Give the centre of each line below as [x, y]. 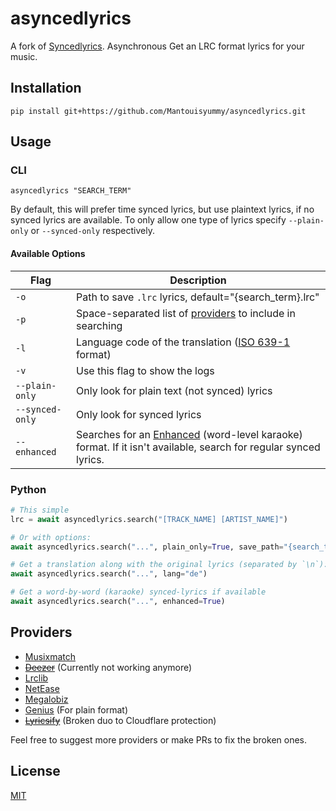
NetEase [42, 688]
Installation [46, 88]
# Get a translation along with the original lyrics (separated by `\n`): [169, 565]
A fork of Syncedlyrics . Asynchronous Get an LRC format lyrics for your [157, 46]
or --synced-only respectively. [92, 231]
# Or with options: [51, 537]
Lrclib [36, 678]
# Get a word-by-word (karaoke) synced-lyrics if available [138, 592]
